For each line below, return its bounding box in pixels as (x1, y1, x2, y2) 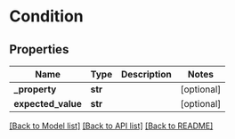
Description (120, 69, 172, 80)
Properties (9, 42, 69, 57)
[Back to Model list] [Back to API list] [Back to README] (9, 120, 214, 131)
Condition (9, 6, 84, 27)
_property (13, 83, 57, 95)
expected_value (13, 98, 83, 110)
